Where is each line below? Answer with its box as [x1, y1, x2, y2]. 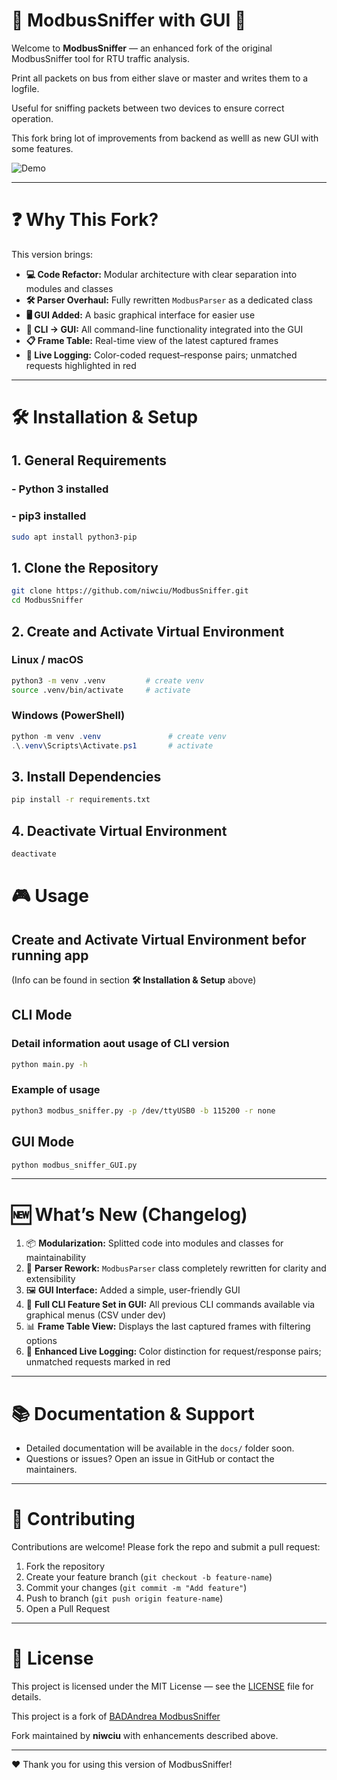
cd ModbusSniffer [11, 595, 84, 606]
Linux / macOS [11, 653, 84, 667]
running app [11, 947, 89, 964]
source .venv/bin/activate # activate [11, 685, 191, 695]
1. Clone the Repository [11, 559, 159, 576]
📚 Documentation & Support [11, 1402, 255, 1425]
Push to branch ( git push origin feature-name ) [25, 1592, 224, 1604]
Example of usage [11, 1083, 101, 1097]
